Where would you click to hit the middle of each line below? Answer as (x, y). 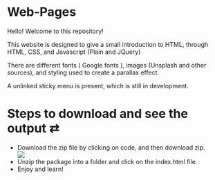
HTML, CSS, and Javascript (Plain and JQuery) (74, 52)
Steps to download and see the (98, 114)
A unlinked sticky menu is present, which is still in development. (98, 86)
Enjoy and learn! (40, 169)
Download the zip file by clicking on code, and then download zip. (111, 147)
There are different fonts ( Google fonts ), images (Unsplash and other (107, 65)
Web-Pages (42, 12)
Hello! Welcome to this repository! (55, 31)
